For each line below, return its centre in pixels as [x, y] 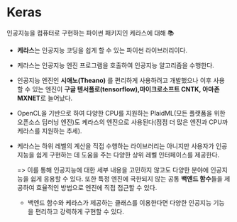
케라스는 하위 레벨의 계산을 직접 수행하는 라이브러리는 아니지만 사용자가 [115, 145]
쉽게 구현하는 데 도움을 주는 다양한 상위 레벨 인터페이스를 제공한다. [128, 155]
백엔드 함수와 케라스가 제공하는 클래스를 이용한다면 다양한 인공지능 [120, 202]
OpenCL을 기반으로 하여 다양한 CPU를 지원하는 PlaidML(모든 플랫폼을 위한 [121, 113]
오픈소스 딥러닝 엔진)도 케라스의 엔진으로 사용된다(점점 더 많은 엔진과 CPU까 [122, 122]
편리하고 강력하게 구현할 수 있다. [80, 211]
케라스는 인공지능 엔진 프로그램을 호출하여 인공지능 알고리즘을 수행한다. [115, 65]
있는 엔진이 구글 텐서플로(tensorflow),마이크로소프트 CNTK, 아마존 [126, 89]
